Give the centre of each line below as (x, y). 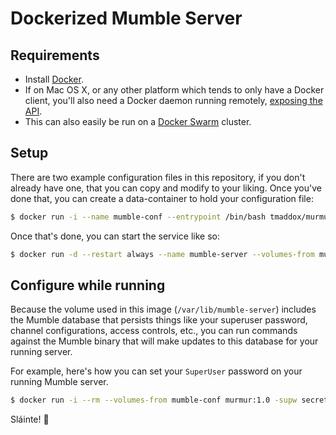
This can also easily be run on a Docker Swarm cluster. (138, 121)
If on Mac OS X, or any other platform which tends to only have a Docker (174, 90)
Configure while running (88, 285)
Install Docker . (54, 79)
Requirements (55, 55)
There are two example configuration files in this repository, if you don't (158, 177)
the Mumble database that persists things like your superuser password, (159, 320)
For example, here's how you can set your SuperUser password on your (156, 371)
